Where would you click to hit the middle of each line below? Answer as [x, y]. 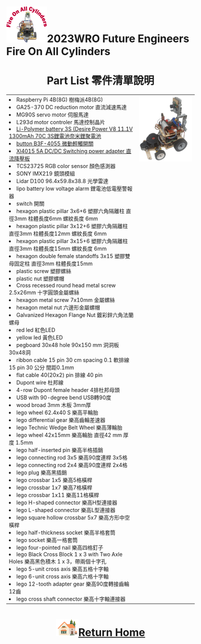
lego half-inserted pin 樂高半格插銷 [60, 450]
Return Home [112, 632]
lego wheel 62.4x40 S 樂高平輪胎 [57, 412]
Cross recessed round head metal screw [66, 285]
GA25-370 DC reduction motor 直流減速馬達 [72, 107]
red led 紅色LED [36, 330]
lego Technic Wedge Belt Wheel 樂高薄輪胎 [69, 427]
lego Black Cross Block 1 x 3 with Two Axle [69, 554]
